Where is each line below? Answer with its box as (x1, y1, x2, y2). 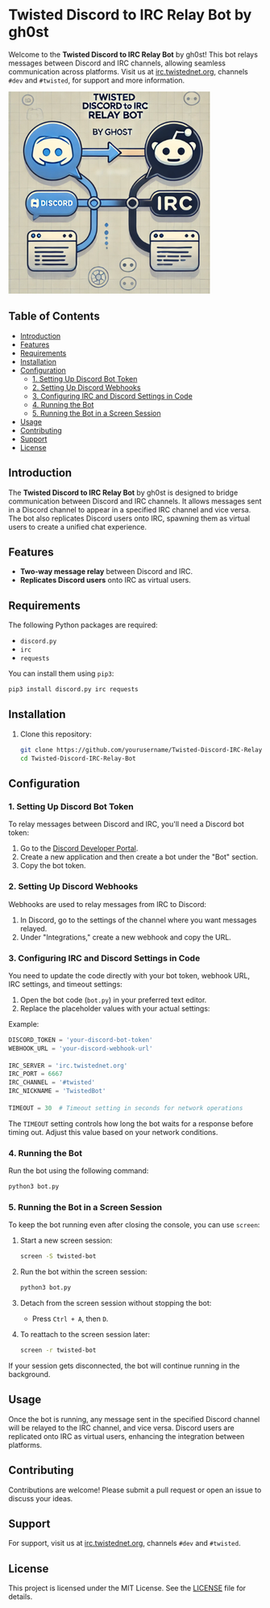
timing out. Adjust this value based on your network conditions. (8, 1127, 218, 1137)
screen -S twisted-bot (19, 1252, 97, 1260)
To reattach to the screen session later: (19, 1330, 151, 1339)
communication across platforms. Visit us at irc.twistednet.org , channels (8, 66, 248, 76)
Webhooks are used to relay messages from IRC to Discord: (8, 899, 207, 909)
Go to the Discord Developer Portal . (19, 843, 139, 854)
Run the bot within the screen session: (19, 1267, 147, 1277)
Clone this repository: (19, 729, 92, 739)
